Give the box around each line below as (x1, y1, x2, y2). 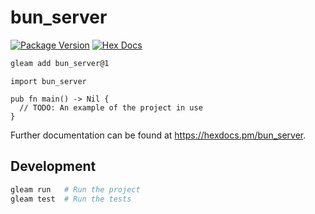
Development (10, 158, 97, 175)
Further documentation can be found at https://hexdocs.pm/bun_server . (10, 129, 307, 141)
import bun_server (10, 76, 87, 86)
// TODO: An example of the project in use (19, 102, 203, 113)
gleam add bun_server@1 (10, 58, 110, 68)
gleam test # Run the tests (10, 194, 132, 204)
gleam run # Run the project (10, 184, 141, 195)
